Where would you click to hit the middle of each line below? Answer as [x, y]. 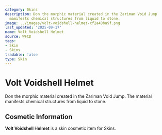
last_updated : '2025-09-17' [33, 28]
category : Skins [21, 9]
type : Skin [16, 59]
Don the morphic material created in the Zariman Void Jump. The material [78, 96]
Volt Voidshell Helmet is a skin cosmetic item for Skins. [61, 128]
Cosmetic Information [39, 117]
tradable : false [21, 54]
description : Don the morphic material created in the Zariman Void [76, 14]
